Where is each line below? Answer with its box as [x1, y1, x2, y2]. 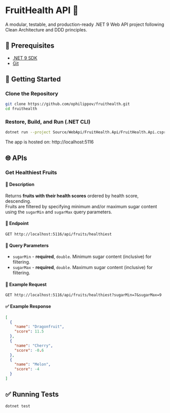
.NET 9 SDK [12, 55, 37, 61]
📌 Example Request [5, 281, 47, 287]
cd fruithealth [5, 106, 37, 111]
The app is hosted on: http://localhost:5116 [5, 139, 94, 145]
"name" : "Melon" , [14, 362, 51, 367]
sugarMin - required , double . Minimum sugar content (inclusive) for [12, 253, 152, 260]
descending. [5, 198, 31, 204]
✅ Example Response [5, 304, 52, 310]
